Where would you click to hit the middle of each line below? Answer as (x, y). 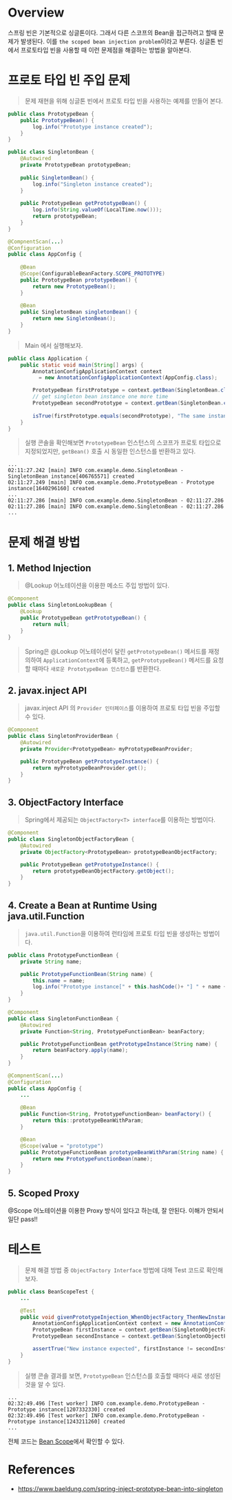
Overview (36, 13)
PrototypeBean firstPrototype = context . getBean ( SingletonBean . (127, 390)
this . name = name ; (59, 981)
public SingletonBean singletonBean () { (79, 312)
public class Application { (48, 358)
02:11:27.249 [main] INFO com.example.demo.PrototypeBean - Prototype (111, 483)
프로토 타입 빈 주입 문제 (69, 80)
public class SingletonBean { (51, 152)
